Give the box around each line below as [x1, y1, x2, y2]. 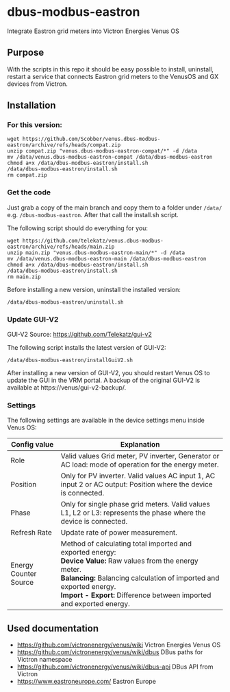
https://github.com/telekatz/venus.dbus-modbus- [22, 237, 164, 244]
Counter [10, 569, 37, 579]
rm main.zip [7, 273, 41, 280]
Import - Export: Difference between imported [60, 590, 212, 600]
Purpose [7, 47, 44, 58]
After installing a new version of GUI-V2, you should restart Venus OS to [7, 369, 210, 377]
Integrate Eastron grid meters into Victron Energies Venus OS [7, 27, 180, 35]
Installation [7, 100, 56, 111]
